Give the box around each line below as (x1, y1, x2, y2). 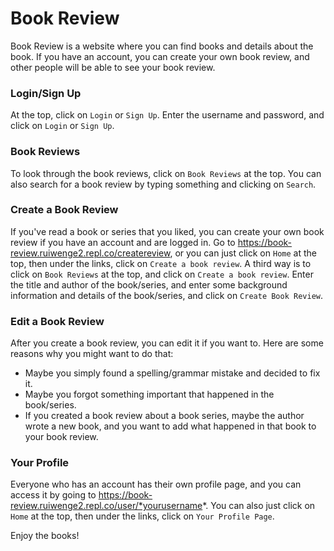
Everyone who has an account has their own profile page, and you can (10, 478, 302, 491)
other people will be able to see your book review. (10, 61, 216, 73)
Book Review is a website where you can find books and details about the (10, 40, 314, 52)
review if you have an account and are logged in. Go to (10, 236, 236, 248)
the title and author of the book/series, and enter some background (10, 278, 288, 291)
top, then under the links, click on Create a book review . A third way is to (10, 257, 312, 269)
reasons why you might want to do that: (10, 348, 174, 360)
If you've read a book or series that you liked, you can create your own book (10, 225, 325, 237)
